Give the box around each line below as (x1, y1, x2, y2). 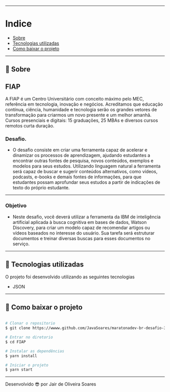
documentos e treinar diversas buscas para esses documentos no (12, 235, 151, 241)
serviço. (12, 241, 30, 247)
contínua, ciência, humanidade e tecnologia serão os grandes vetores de (5, 107, 157, 113)
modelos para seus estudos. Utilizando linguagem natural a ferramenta (12, 163, 161, 169)
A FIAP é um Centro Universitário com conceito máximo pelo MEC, (5, 96, 144, 102)
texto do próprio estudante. (12, 185, 70, 191)
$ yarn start (5, 367, 33, 372)
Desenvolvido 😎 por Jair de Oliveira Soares (5, 381, 96, 387)
